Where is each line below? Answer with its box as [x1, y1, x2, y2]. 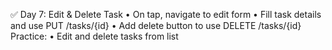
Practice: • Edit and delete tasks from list [10, 30, 179, 42]
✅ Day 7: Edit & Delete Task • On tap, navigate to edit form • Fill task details [10, 9, 322, 20]
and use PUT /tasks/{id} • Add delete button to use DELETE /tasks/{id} [10, 20, 302, 31]
